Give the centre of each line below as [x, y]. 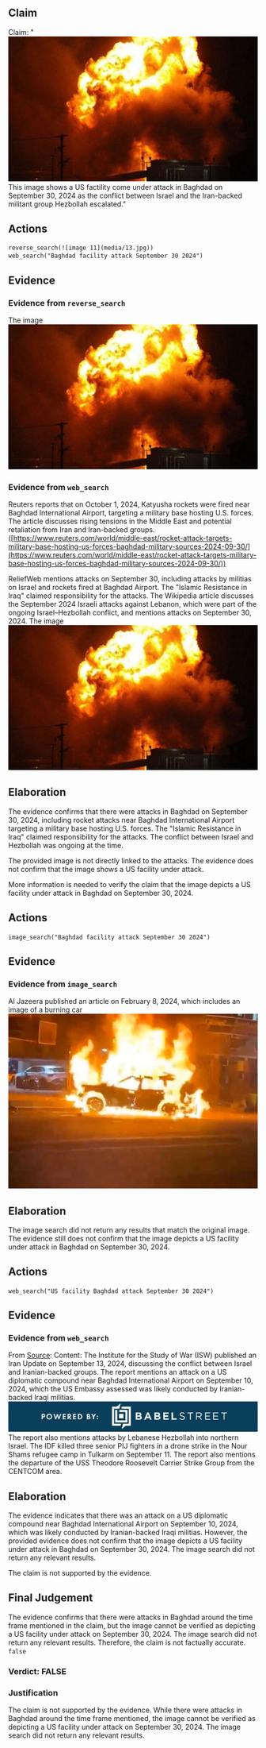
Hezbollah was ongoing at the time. [66, 845]
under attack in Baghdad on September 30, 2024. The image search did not [132, 1549]
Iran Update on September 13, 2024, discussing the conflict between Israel [130, 1364]
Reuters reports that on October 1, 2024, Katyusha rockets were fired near [129, 504]
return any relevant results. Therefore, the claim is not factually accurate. [127, 1642]
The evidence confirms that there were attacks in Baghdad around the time [131, 1617]
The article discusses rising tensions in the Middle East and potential [120, 521]
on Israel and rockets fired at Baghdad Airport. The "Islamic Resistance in [128, 588]
